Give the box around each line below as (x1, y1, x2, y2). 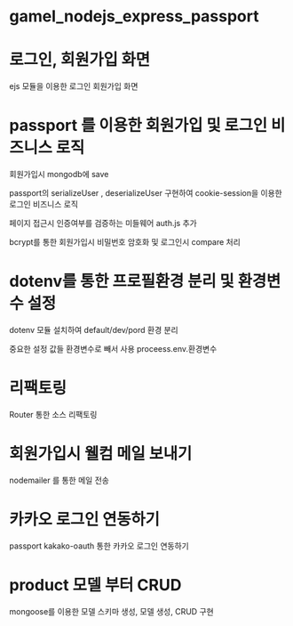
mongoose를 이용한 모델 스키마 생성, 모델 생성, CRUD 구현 (9, 606, 215, 616)
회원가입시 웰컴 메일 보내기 (9, 443, 193, 464)
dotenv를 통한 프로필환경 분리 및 (9, 272, 235, 291)
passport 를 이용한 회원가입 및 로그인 (9, 116, 268, 135)
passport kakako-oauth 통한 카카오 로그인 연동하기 (9, 541, 189, 551)
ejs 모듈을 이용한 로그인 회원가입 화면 (9, 81, 139, 92)
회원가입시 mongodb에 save (9, 169, 109, 180)
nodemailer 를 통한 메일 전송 (9, 475, 109, 485)
